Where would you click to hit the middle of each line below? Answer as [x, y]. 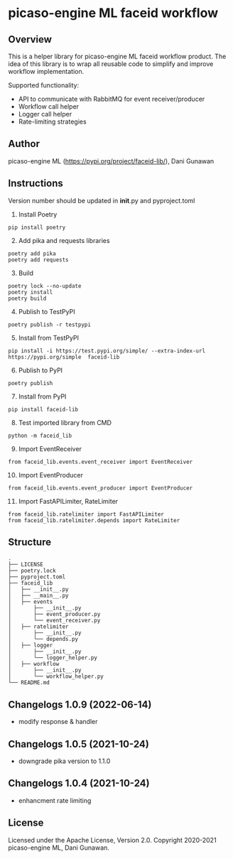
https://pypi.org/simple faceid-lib [64, 357]
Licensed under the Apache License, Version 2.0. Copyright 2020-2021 [112, 840]
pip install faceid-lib [43, 409]
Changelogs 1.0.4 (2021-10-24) [79, 783]
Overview [30, 39]
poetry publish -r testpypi [50, 325]
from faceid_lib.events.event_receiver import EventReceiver [101, 462]
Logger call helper [45, 114]
